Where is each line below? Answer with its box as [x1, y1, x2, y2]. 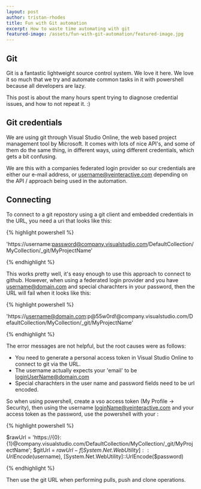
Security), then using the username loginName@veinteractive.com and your [6, 404, 194, 411]
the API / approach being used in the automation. [6, 177, 128, 184]
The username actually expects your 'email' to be [14, 366, 137, 374]
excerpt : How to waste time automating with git [6, 25, 130, 32]
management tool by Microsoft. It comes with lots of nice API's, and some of [6, 140, 195, 147]
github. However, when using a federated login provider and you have [6, 276, 179, 283]
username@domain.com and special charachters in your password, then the [6, 283, 195, 290]
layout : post [6, 8, 39, 15]
